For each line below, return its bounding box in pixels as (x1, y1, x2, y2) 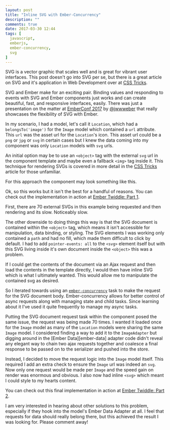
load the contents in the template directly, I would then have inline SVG (5, 267, 153, 273)
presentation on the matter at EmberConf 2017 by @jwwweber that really (5, 105, 158, 112)
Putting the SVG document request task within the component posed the (5, 314, 157, 320)
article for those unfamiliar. (5, 169, 62, 175)
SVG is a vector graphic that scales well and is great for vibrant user (5, 69, 148, 75)
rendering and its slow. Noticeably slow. (5, 209, 89, 216)
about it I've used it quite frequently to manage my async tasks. (5, 304, 138, 310)
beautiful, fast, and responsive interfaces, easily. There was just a (5, 100, 143, 106)
